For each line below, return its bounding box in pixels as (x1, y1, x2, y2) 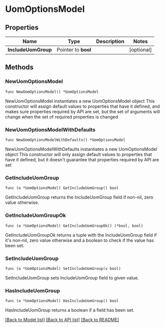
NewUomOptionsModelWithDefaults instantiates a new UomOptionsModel (5, 146, 158, 152)
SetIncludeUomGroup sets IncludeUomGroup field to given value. (5, 274, 139, 281)
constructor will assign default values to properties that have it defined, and (5, 103, 160, 109)
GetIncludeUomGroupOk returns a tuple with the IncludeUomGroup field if (5, 232, 157, 238)
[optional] (129, 46, 153, 53)
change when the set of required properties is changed (5, 114, 118, 120)
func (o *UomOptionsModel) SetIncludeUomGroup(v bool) (5, 266, 121, 271)
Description (96, 38, 125, 45)
